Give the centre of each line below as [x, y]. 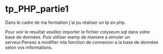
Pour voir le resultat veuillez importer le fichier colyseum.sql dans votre [78, 32]
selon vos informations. [29, 47]
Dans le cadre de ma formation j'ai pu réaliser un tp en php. [65, 22]
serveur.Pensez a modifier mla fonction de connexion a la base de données [82, 42]
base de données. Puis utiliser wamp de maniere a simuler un [67, 37]
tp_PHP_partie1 [37, 9]
